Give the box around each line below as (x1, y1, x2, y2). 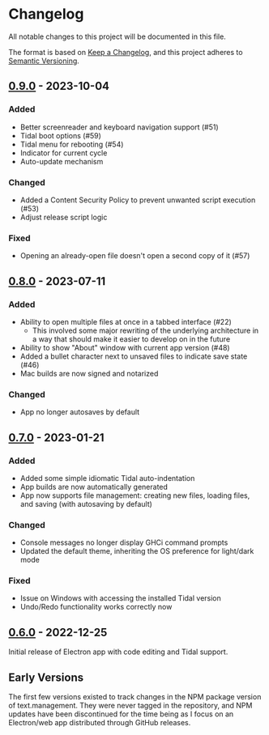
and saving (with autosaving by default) (19, 499, 152, 508)
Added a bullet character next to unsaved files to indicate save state (19, 351, 248, 361)
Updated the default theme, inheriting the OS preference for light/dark (19, 546, 254, 556)
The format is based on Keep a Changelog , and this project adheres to (8, 47, 243, 57)
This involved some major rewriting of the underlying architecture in (32, 325, 259, 335)
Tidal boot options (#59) (19, 130, 101, 140)
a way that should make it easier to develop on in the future (32, 334, 231, 344)
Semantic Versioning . (8, 56, 79, 66)
